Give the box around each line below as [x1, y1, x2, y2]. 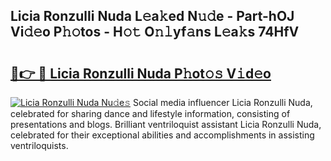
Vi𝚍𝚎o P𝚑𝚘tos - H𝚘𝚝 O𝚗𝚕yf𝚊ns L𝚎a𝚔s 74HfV [10, 24, 300, 41]
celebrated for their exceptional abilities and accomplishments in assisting [10, 129, 315, 141]
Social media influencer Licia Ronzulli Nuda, [132, 97, 313, 108]
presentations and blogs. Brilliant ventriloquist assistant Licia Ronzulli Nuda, [10, 119, 322, 130]
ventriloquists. [10, 140, 69, 151]
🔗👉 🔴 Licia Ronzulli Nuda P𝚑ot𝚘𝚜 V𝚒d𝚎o [10, 65, 272, 82]
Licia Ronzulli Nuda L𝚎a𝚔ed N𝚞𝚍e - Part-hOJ [10, 8, 295, 25]
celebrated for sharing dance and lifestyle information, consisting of [10, 108, 291, 119]
